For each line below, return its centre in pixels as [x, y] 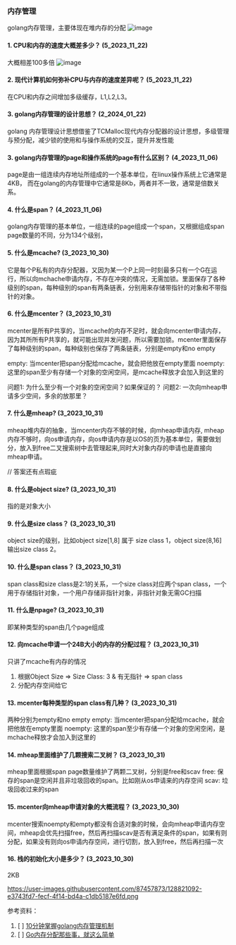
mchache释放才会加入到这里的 [52, 737]
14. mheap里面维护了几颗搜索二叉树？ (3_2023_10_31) [86, 755]
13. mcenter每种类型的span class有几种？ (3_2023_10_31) [92, 703]
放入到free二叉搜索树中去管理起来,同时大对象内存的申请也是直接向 [116, 447]
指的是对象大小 [29, 506]
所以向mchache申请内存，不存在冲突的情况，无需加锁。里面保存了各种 [122, 278]
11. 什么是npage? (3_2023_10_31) [56, 610]
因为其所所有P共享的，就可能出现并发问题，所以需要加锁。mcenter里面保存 [117, 339]
